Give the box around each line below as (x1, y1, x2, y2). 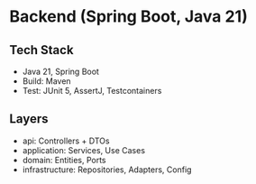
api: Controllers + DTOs (22, 135, 110, 146)
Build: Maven (22, 76, 71, 87)
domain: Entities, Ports (22, 154, 106, 165)
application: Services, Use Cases (22, 144, 146, 155)
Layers (9, 111, 49, 127)
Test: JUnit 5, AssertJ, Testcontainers (22, 86, 162, 96)
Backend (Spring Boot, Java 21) (9, 6, 248, 27)
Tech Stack (9, 42, 74, 58)
